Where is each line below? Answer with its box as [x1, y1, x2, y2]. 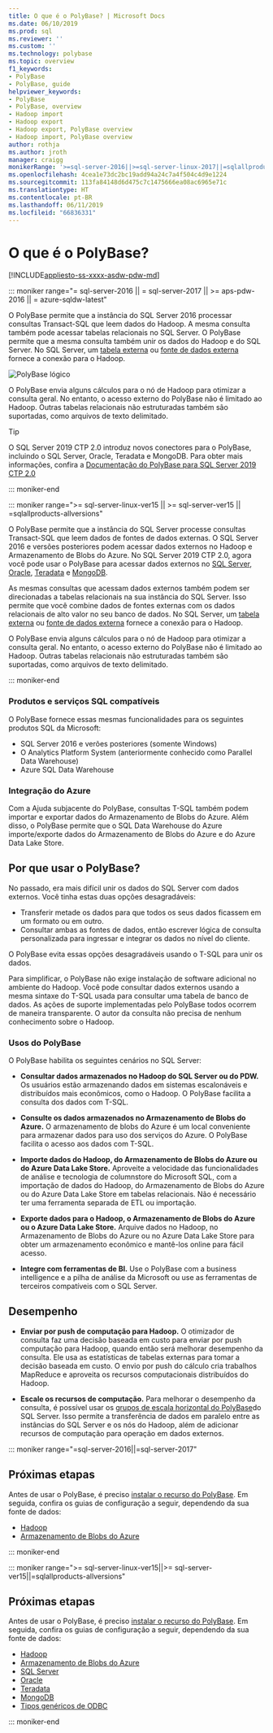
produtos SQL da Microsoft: [8, 723, 102, 733]
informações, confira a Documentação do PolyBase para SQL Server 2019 [8, 460, 257, 470]
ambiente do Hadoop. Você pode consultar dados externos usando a [8, 982, 240, 992]
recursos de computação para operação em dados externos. [19, 1428, 224, 1438]
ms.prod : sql [8, 27, 53, 35]
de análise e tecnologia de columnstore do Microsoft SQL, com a [19, 1172, 237, 1182]
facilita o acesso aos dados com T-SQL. [19, 1139, 154, 1149]
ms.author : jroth [8, 148, 67, 156]
